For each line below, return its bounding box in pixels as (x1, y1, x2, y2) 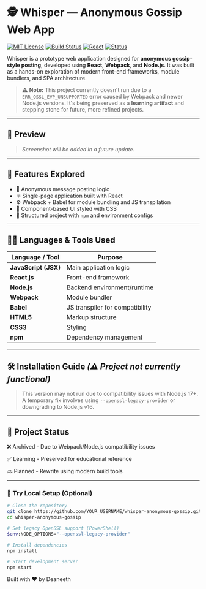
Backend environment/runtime (67, 283, 154, 292)
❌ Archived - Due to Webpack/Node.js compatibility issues (7, 443, 155, 450)
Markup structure (67, 313, 117, 322)
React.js (10, 273, 34, 282)
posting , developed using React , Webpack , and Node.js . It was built (21, 61, 195, 69)
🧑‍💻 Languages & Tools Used (7, 235, 116, 245)
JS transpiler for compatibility (67, 303, 152, 312)
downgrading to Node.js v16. (21, 403, 94, 411)
